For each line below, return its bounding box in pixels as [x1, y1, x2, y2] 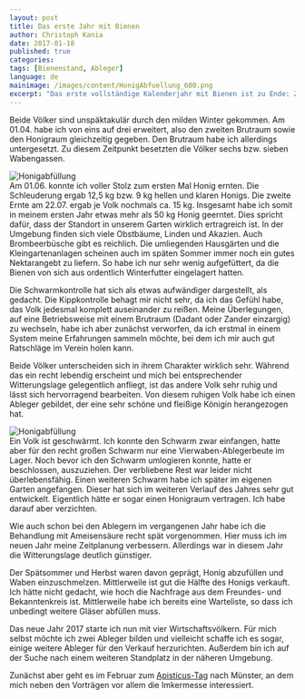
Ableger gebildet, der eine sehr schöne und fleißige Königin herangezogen [9, 399, 289, 409]
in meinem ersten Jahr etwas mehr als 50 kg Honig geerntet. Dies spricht [9, 209, 283, 220]
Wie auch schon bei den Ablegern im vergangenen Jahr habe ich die [9, 520, 266, 531]
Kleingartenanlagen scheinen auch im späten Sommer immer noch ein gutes [9, 247, 295, 259]
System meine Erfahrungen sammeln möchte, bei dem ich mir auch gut [9, 332, 275, 343]
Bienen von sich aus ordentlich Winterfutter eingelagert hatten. [9, 267, 245, 278]
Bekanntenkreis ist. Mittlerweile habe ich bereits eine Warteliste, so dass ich [9, 596, 293, 606]
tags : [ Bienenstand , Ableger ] [9, 64, 124, 74]
